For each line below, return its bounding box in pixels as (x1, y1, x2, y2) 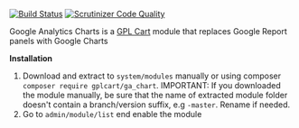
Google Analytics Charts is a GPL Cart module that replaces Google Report (9, 26, 287, 36)
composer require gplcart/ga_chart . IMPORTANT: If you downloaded (22, 80, 282, 90)
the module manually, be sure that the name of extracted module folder (22, 90, 288, 100)
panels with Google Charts (9, 36, 108, 46)
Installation (9, 53, 52, 63)
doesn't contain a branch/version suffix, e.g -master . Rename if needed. (22, 99, 291, 110)
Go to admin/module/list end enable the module (22, 109, 202, 119)
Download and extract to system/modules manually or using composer (22, 70, 282, 81)
